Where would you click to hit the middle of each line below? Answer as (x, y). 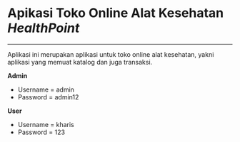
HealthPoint (44, 28)
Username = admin (46, 89)
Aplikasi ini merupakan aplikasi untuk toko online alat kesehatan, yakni (111, 54)
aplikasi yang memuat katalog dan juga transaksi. (80, 62)
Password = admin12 (48, 97)
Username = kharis (46, 124)
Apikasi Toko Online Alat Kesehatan (116, 13)
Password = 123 (41, 132)
